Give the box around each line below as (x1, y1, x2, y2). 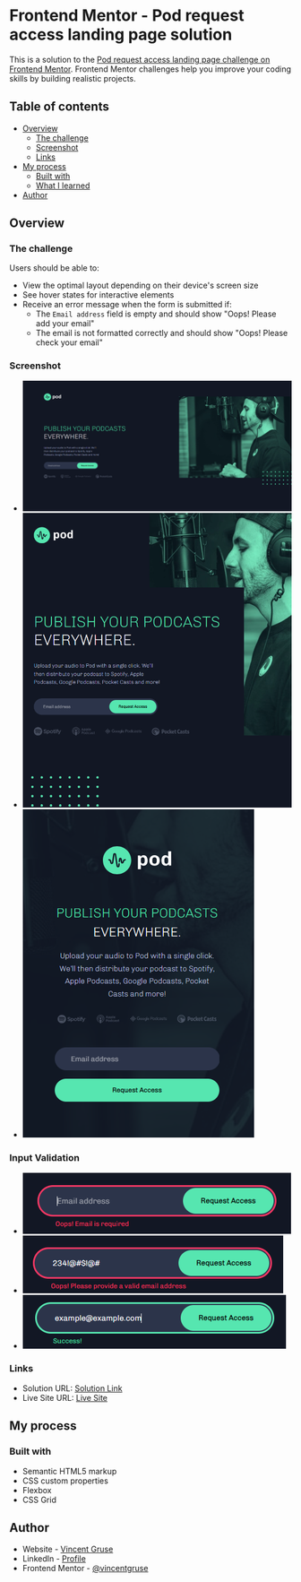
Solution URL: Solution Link (21, 1382, 123, 1394)
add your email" (35, 318, 95, 329)
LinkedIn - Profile (21, 1553, 87, 1564)
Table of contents (9, 99, 109, 115)
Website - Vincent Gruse (21, 1543, 114, 1555)
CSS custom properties (21, 1475, 109, 1486)
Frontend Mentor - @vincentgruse (21, 1563, 149, 1574)
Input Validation (9, 1152, 81, 1164)
